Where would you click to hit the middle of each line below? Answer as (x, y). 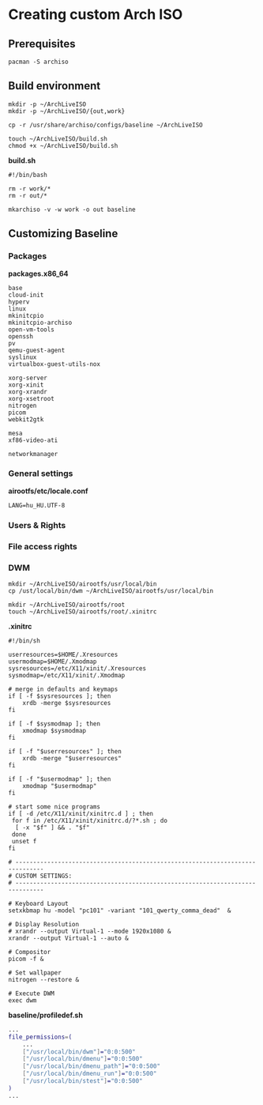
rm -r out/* (28, 195)
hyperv (19, 302)
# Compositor (30, 952)
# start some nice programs (54, 807)
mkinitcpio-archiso (40, 322)
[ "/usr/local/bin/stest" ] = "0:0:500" (83, 1081)
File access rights (43, 546)
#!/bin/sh (24, 641)
